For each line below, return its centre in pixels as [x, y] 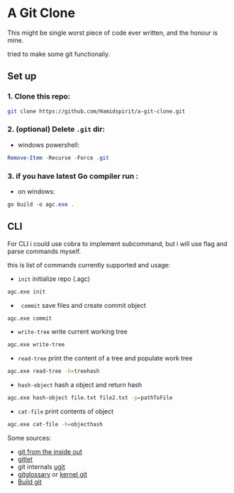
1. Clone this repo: [39, 96]
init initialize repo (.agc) [54, 279]
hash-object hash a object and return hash [80, 385]
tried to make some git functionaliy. [59, 54]
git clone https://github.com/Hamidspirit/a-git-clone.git [96, 111]
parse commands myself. [44, 251]
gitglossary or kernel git [52, 474]
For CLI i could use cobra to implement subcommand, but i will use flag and [118, 243]
